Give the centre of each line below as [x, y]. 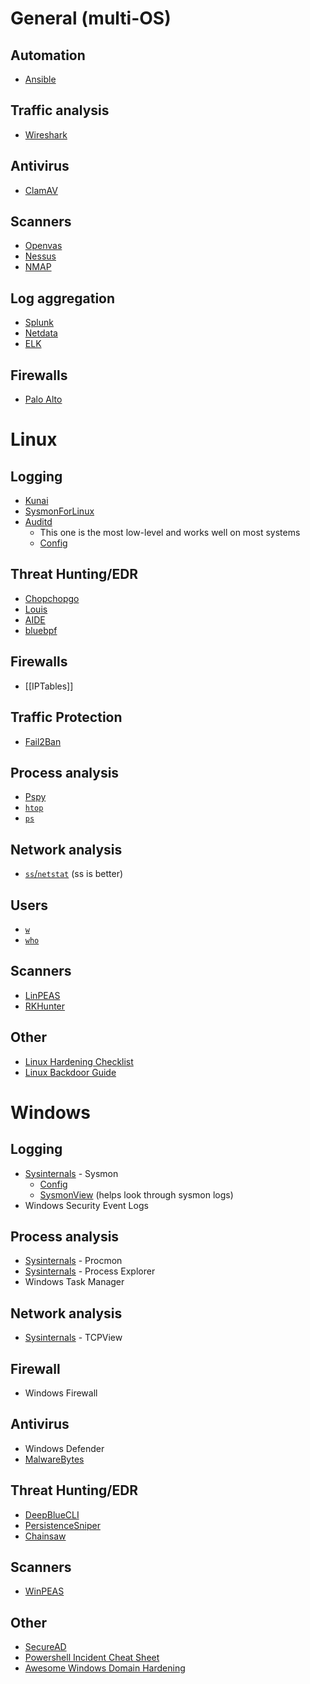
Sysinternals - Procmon [73, 1261]
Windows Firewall [61, 1393]
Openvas [43, 246]
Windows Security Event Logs [86, 1205]
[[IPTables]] [49, 686]
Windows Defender [64, 1448]
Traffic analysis [60, 110]
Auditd [38, 522]
